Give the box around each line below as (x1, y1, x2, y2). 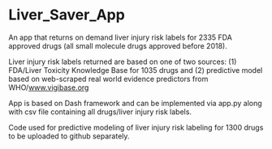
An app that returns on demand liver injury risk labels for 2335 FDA (8, 32, 233, 42)
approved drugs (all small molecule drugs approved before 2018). (8, 40, 227, 50)
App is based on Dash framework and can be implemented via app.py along (8, 98, 262, 108)
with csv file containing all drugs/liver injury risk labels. (8, 107, 192, 117)
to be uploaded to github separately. (8, 131, 130, 141)
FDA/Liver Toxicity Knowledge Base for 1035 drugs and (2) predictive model (8, 65, 263, 74)
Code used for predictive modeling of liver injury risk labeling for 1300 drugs (8, 122, 264, 132)
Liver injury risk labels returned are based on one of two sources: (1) (8, 57, 237, 66)
